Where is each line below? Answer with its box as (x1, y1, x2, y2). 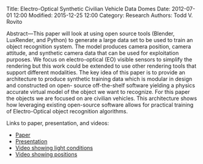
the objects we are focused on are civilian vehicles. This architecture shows (6, 94, 197, 102)
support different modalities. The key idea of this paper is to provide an (6, 69, 185, 76)
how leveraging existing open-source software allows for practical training (6, 101, 194, 109)
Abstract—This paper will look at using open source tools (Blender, (6, 30, 175, 37)
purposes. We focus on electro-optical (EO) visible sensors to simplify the (6, 56, 193, 63)
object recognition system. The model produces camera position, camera (6, 43, 191, 50)
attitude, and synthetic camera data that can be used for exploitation (6, 49, 179, 57)
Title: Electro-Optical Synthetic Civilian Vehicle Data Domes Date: (6, 5, 171, 12)
